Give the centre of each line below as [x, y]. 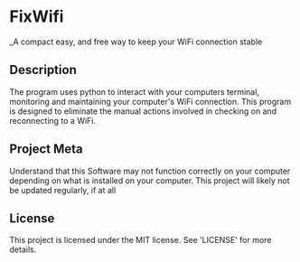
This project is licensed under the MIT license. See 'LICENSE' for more [141, 240]
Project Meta [46, 150]
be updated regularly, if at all [63, 190]
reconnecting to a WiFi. [53, 120]
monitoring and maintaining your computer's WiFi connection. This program [150, 101]
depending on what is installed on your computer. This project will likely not [150, 180]
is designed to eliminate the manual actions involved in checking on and [143, 111]
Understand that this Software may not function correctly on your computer [150, 171]
